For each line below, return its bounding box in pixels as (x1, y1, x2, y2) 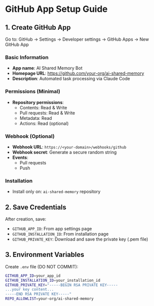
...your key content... (5, 287, 54, 292)
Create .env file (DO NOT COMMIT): (5, 263, 78, 269)
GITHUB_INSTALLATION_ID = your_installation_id (5, 278, 100, 283)
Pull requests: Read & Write (19, 110, 76, 116)
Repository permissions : (12, 99, 64, 105)
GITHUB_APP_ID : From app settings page (12, 226, 92, 231)
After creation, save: (5, 216, 46, 222)
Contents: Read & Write (19, 104, 68, 110)
